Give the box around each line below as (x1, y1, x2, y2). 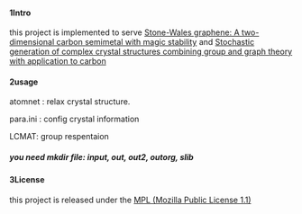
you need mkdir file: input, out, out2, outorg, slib (9, 152, 194, 162)
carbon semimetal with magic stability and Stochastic (56, 37, 255, 48)
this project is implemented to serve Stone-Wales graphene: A (9, 27, 241, 38)
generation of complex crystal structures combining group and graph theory (9, 46, 293, 58)
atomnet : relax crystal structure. (9, 96, 131, 107)
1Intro (9, 7, 32, 18)
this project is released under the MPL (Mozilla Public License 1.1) (9, 194, 252, 205)
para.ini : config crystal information (9, 113, 140, 125)
